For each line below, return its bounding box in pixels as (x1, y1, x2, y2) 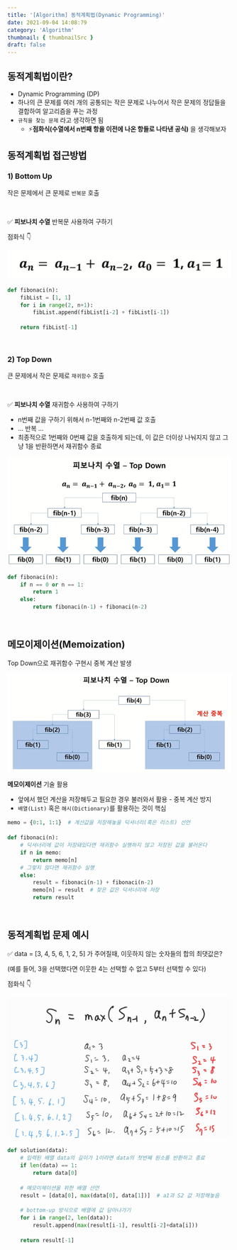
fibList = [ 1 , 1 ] (20, 294, 72, 301)
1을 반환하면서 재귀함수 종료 (25, 442, 102, 451)
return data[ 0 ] (33, 1169, 78, 1176)
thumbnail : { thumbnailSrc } (7, 34, 94, 41)
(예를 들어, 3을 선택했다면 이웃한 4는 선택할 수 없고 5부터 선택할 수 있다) (7, 964, 207, 972)
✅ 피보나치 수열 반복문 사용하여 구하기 (7, 217, 114, 226)
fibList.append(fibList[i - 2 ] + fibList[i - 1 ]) (33, 309, 170, 316)
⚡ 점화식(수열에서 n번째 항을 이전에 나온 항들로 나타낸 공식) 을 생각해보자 (28, 124, 227, 133)
